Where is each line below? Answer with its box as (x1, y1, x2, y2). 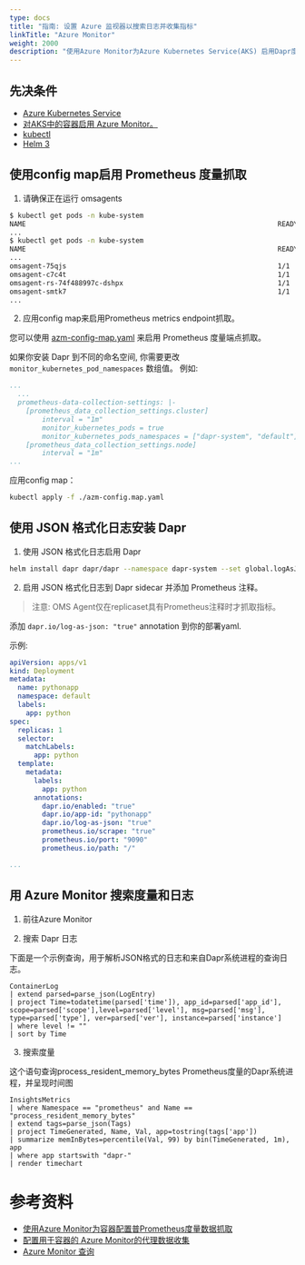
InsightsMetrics (9, 1095, 71, 1104)
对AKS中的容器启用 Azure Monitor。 (22, 118, 159, 129)
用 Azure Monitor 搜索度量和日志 (9, 888, 194, 903)
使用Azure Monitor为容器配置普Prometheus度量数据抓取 (22, 1223, 233, 1234)
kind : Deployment (9, 666, 75, 675)
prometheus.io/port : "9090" (42, 835, 148, 845)
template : (17, 760, 54, 769)
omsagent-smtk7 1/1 (9, 287, 290, 296)
